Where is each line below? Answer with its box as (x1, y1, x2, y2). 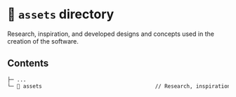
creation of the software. (7, 37, 79, 45)
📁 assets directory (7, 6, 114, 22)
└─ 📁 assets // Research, (7, 82, 193, 90)
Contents (7, 58, 49, 70)
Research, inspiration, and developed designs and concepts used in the (7, 30, 214, 38)
